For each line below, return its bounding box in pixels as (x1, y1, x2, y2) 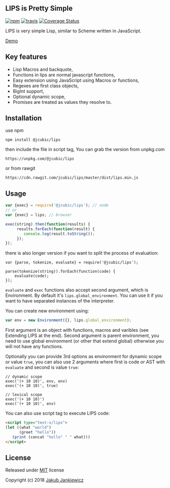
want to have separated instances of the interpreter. (5, 298, 115, 304)
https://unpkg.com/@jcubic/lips (5, 156, 74, 161)
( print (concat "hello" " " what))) (12, 434, 91, 440)
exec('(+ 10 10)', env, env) (5, 379, 68, 384)
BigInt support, (12, 88, 45, 94)
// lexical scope (5, 392, 42, 398)
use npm (5, 127, 24, 134)
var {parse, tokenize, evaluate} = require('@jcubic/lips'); (5, 260, 139, 265)
